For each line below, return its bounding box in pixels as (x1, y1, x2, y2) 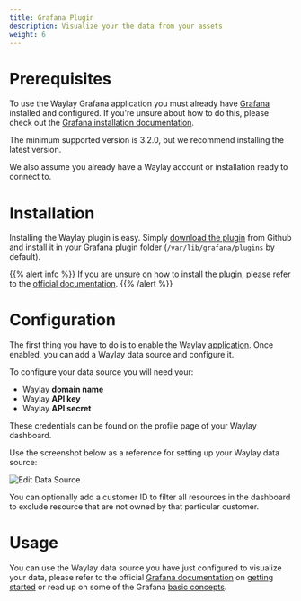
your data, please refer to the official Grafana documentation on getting (9, 572, 274, 583)
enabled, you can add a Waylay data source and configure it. (9, 349, 235, 360)
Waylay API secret (22, 403, 92, 414)
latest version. (9, 145, 62, 155)
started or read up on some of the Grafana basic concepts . (9, 581, 227, 593)
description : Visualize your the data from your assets (9, 22, 223, 31)
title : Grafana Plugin (9, 13, 94, 22)
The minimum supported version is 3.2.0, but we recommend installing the (9, 135, 285, 146)
